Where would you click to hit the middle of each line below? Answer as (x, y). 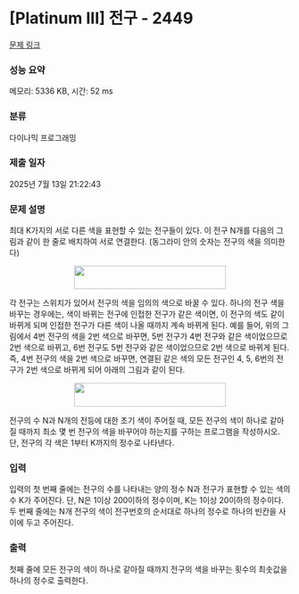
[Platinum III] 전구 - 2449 (101, 18)
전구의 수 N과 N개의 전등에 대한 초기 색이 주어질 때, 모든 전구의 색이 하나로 (138, 421)
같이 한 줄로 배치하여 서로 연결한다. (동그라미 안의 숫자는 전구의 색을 (143, 242)
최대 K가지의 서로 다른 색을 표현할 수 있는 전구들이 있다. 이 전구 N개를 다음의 (142, 231)
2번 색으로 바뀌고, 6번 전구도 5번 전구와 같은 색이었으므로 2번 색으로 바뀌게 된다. (149, 348)
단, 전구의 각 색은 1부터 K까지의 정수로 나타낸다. (92, 443)
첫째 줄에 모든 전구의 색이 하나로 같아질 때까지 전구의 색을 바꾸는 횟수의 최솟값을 (149, 569)
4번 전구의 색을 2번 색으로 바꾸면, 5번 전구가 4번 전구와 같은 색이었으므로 (160, 336)
